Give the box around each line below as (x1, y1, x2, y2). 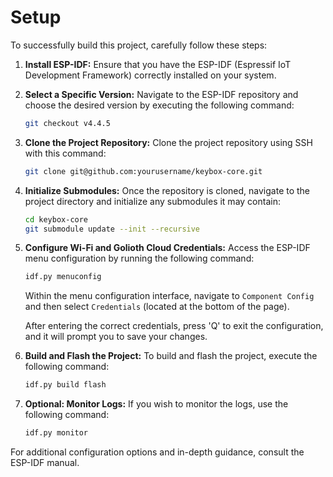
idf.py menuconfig (24, 272, 102, 282)
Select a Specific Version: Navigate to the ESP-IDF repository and (24, 88, 299, 100)
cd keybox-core (24, 214, 89, 225)
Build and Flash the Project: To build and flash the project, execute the (24, 350, 318, 362)
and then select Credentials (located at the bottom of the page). (24, 301, 290, 313)
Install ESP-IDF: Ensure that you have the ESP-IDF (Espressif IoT (24, 58, 292, 70)
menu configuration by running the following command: (24, 252, 255, 265)
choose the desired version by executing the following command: (24, 99, 295, 111)
